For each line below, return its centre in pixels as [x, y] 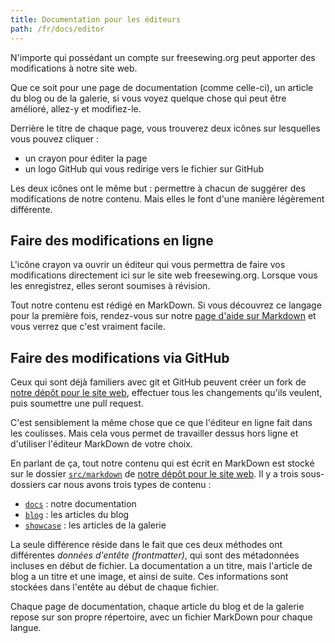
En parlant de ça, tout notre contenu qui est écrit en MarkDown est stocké [162, 463]
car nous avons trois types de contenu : [129, 485]
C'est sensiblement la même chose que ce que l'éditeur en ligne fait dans [161, 423]
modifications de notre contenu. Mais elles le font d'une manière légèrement [167, 198]
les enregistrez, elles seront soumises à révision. [110, 286]
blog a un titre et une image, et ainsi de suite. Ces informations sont [149, 577]
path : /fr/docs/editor [57, 29]
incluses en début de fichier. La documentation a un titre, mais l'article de [161, 566]
